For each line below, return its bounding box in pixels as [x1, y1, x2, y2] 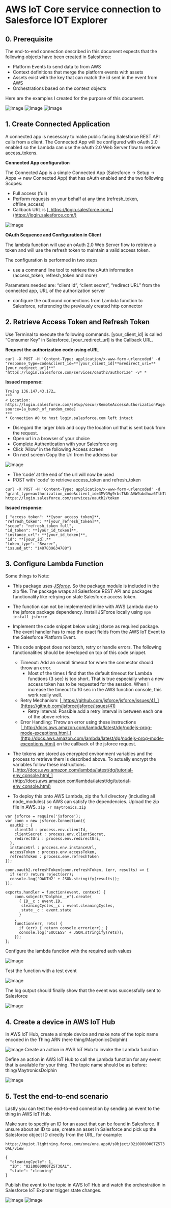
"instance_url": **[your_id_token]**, [5, 532, 88, 537]
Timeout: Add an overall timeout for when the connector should [20, 660, 154, 666]
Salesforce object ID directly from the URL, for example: [5, 1132, 123, 1138]
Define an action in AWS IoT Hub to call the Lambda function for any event [5, 1056, 161, 1062]
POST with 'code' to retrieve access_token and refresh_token [12, 476, 141, 483]
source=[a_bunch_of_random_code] [5, 406, 76, 412]
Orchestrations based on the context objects [12, 85, 106, 91]
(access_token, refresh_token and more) [12, 272, 98, 278]
